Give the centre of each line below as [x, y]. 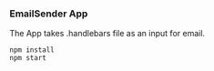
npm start [28, 58]
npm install [32, 50]
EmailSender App [49, 14]
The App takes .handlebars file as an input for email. [107, 34]
